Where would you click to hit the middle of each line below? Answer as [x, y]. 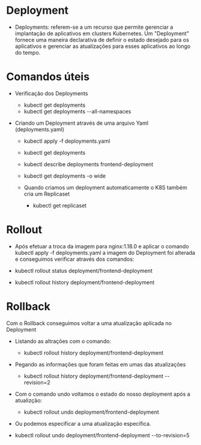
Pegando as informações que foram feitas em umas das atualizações [100, 364]
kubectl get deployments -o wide [65, 176]
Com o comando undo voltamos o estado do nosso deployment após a [103, 394]
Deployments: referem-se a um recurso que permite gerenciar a [94, 27]
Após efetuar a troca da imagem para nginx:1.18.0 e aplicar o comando [102, 246]
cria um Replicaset [47, 194]
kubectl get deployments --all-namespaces [77, 111]
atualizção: [28, 400]
